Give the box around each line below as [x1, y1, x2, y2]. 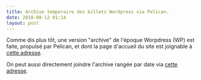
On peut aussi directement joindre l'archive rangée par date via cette [6, 61, 178, 68]
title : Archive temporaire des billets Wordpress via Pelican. [6, 8, 170, 15]
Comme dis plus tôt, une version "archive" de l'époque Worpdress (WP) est [6, 37, 195, 44]
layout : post [6, 20, 39, 26]
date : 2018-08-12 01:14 [6, 14, 67, 20]
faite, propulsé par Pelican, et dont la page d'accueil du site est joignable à [6, 43, 193, 50]
